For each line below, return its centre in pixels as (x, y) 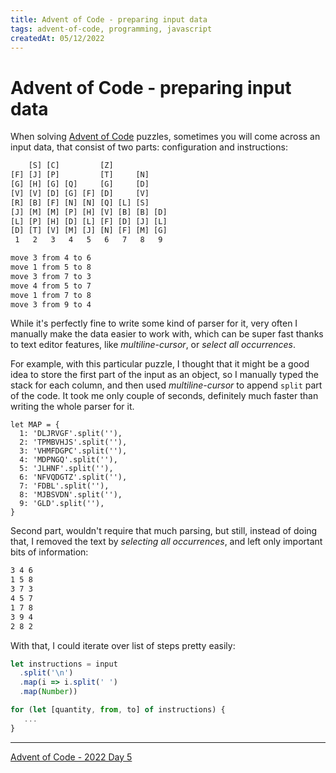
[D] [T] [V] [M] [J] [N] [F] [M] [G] (89, 231)
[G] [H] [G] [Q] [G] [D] (80, 184)
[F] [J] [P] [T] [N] (80, 175)
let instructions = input (64, 664)
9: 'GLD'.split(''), (62, 504)
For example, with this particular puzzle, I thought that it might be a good (160, 364)
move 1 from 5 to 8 (51, 267)
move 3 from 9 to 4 (51, 304)
